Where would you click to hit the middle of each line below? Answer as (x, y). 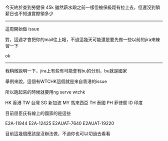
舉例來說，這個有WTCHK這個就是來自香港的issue (56, 81)
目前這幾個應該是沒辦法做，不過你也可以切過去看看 (58, 133)
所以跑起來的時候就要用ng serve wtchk (45, 92)
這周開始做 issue (22, 29)
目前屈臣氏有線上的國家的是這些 (38, 113)
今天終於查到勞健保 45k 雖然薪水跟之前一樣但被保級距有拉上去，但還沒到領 (82, 7)
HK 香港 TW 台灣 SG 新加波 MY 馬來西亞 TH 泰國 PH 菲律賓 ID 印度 (74, 102)
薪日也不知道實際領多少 (29, 13)
